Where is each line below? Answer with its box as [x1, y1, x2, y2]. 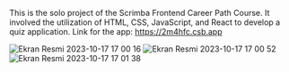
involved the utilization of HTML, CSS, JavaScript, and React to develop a [9, 17, 281, 28]
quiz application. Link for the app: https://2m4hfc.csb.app [9, 27, 223, 36]
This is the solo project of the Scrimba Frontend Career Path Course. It [9, 8, 270, 18]
